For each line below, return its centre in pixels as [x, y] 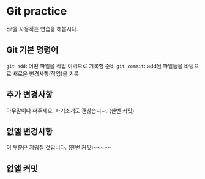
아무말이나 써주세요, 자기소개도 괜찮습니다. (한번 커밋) [70, 111]
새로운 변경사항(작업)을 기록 [46, 73]
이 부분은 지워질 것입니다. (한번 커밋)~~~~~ [59, 147]
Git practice [37, 11]
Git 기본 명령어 [32, 50]
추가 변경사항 [30, 95]
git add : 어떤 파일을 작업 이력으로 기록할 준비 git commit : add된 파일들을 [95, 66]
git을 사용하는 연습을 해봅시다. [42, 29]
